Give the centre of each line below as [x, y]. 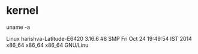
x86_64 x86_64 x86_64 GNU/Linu [47, 45]
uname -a [18, 27]
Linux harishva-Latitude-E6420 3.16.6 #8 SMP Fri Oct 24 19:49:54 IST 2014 [99, 38]
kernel [22, 10]
